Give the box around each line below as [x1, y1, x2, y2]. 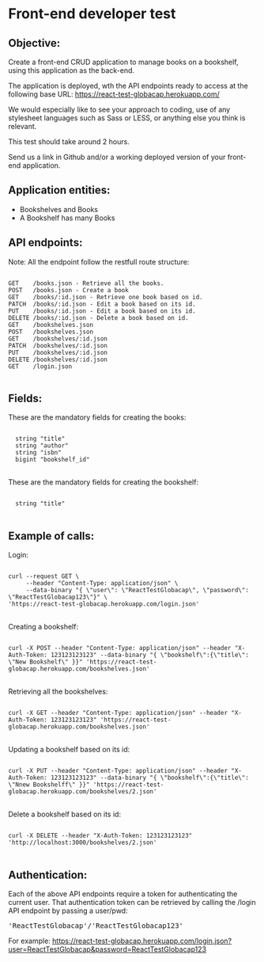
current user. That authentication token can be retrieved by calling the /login [8, 898, 256, 907]
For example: [8, 936, 51, 946]
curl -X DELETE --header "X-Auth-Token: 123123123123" [8, 832, 193, 840]
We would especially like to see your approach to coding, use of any [8, 105, 231, 114]
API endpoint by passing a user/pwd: [8, 906, 128, 915]
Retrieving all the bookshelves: [8, 686, 108, 697]
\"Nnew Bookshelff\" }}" [8, 781, 90, 789]
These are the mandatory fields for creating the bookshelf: [8, 477, 199, 487]
